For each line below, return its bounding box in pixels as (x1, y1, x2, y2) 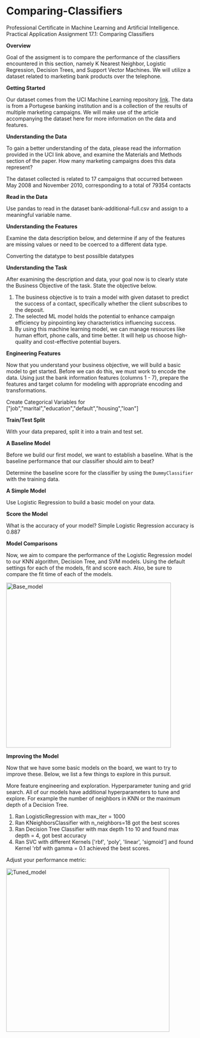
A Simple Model (6, 487, 47, 494)
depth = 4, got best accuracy (14, 831, 87, 839)
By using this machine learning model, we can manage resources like (14, 325, 186, 332)
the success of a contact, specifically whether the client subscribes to (14, 299, 188, 307)
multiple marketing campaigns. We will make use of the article (6, 108, 159, 116)
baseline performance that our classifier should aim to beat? (6, 457, 155, 465)
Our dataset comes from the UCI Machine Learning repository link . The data (6, 96, 193, 103)
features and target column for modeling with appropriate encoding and (6, 380, 183, 388)
